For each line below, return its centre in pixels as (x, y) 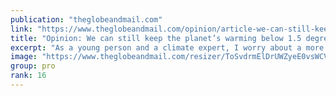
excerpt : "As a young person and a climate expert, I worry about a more (167, 47)
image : (24, 57)
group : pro (33, 66)
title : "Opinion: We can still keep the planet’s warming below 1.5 (156, 38)
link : (21, 29)
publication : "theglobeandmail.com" (86, 19)
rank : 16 (28, 76)
